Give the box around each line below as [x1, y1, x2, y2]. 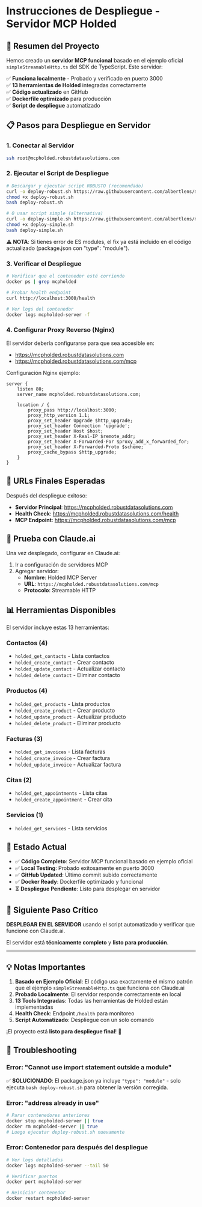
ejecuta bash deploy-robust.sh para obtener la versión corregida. [6, 1083, 168, 1091]
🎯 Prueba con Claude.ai [6, 534, 96, 544]
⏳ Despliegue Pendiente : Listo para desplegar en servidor [14, 885, 161, 893]
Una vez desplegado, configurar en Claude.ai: [6, 550, 120, 557]
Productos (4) [6, 687, 48, 695]
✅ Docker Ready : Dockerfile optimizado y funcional [14, 878, 144, 886]
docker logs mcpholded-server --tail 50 [6, 1163, 109, 1169]
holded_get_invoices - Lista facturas [14, 748, 106, 755]
